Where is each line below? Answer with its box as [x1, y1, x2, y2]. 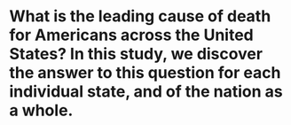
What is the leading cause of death [9, 6, 271, 27]
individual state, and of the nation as [9, 82, 283, 102]
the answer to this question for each [9, 63, 281, 83]
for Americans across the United [9, 25, 255, 45]
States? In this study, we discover [9, 44, 263, 64]
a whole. [9, 100, 74, 121]
